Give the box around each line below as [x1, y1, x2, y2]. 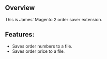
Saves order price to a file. [12, 48, 65, 54]
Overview [5, 4, 35, 12]
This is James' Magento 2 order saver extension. [5, 16, 103, 22]
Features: [5, 31, 35, 39]
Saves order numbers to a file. [12, 43, 73, 49]
